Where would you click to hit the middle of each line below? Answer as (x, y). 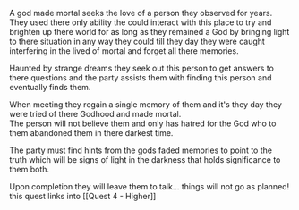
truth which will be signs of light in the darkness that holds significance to (145, 160)
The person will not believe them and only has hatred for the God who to (143, 123)
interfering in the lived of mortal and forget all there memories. (124, 51)
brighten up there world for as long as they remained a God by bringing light (149, 32)
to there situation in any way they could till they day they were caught (137, 41)
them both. (30, 169)
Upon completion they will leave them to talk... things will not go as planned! (149, 186)
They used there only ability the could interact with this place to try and (141, 22)
